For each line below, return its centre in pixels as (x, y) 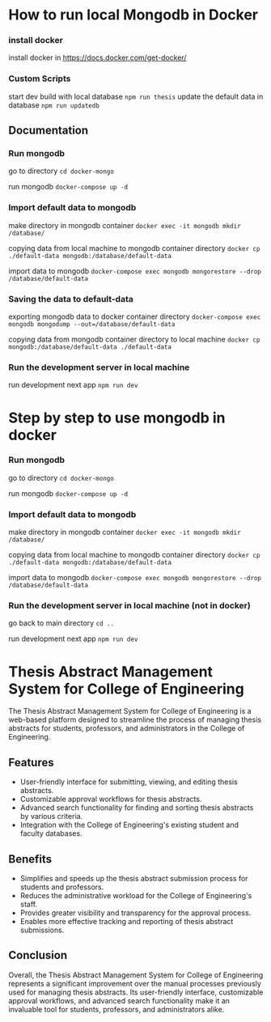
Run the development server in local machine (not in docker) (129, 606)
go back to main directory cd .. (61, 623)
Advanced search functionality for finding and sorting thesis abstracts (137, 808)
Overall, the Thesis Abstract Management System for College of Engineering (136, 975)
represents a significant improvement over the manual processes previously (135, 983)
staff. (29, 904)
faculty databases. (51, 833)
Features (31, 762)
